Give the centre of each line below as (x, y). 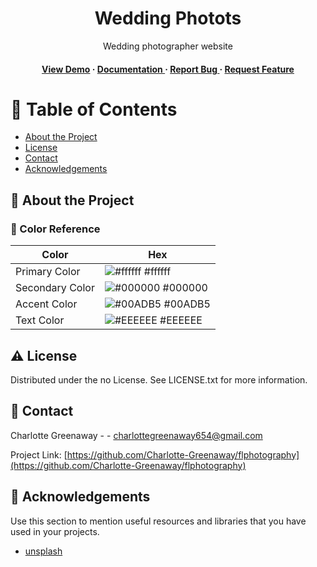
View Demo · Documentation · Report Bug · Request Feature (168, 69)
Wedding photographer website (168, 46)
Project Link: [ (39, 454)
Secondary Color (55, 288)
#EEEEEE (181, 320)
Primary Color (48, 272)
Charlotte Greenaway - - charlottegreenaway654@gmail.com (136, 435)
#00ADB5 (187, 304)
